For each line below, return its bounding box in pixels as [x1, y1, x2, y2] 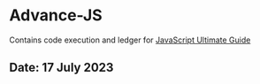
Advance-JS [9, 5, 103, 26]
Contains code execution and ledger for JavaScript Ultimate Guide [9, 34, 251, 45]
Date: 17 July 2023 [9, 60, 114, 75]
